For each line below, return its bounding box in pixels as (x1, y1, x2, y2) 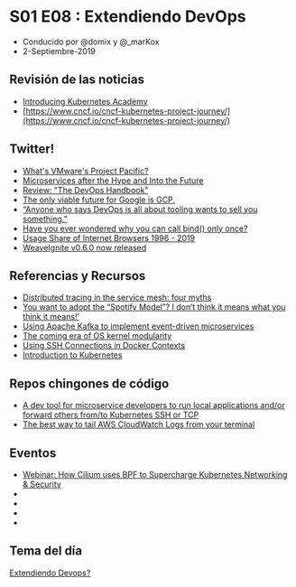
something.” (22, 213, 68, 224)
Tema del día (9, 544, 83, 559)
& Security (22, 479, 61, 489)
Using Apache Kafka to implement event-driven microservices (22, 321, 254, 331)
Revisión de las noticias (9, 72, 144, 88)
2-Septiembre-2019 (22, 45, 97, 56)
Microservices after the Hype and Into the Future (22, 174, 204, 186)
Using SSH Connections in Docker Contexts (22, 340, 186, 351)
